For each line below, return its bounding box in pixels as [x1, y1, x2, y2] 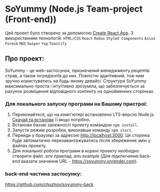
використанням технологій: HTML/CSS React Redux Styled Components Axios [5, 35, 156, 41]
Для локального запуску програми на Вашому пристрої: [5, 100, 148, 107]
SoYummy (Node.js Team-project [5, 3, 143, 15]
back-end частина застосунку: [5, 170, 82, 177]
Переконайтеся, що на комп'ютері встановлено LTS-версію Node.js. [12, 111, 155, 118]
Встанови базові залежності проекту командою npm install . [12, 122, 139, 128]
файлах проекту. [12, 143, 47, 149]
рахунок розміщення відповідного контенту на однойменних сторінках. [5, 88, 155, 94]
